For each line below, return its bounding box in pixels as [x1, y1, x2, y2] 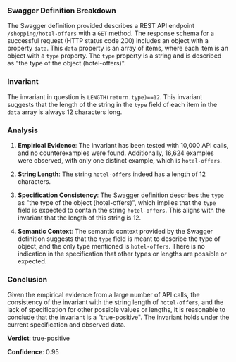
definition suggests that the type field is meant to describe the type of [17, 235, 221, 243]
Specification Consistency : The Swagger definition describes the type [17, 191, 224, 199]
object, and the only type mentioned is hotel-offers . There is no [17, 242, 206, 250]
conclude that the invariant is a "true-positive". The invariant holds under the [7, 313, 230, 322]
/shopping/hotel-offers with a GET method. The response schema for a [7, 29, 215, 37]
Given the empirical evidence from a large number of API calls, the [7, 291, 200, 299]
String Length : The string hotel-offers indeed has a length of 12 [17, 170, 206, 178]
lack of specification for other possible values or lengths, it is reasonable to [7, 306, 225, 314]
